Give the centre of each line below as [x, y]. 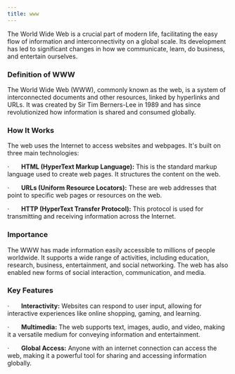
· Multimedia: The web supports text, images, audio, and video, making [116, 327]
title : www [23, 14]
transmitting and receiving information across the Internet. [91, 217]
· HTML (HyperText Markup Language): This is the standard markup [112, 167]
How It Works [31, 130]
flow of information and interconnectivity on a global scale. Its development [117, 41]
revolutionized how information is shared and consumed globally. [102, 112]
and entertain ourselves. [43, 56]
